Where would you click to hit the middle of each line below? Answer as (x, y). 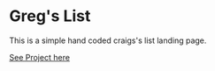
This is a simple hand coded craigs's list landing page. (108, 40)
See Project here (40, 57)
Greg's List (50, 16)
